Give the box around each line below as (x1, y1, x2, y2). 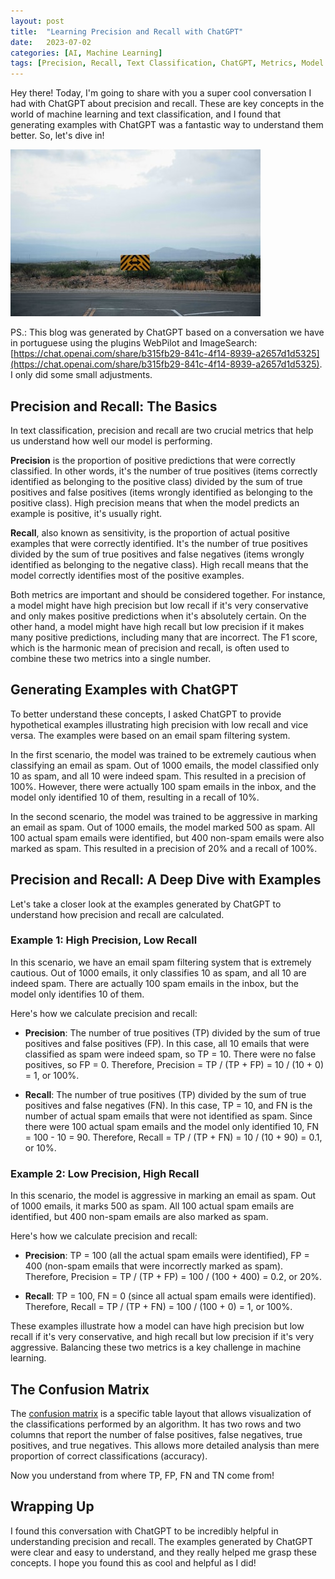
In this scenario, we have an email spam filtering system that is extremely (10, 956, 312, 968)
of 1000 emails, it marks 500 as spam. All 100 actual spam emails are (10, 1200, 295, 1212)
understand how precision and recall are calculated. (10, 908, 225, 920)
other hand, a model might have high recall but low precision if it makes (10, 620, 305, 632)
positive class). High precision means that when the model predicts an (10, 496, 300, 509)
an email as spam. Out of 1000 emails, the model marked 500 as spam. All (10, 821, 316, 833)
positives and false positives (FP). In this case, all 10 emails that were (24, 1037, 310, 1049)
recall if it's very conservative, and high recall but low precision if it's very (10, 1331, 315, 1343)
